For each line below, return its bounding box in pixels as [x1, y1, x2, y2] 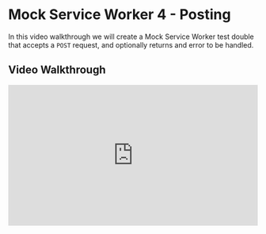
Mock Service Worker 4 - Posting [8, 6, 231, 24]
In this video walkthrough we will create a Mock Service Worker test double [8, 32, 255, 41]
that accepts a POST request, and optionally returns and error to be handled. [8, 40, 254, 49]
